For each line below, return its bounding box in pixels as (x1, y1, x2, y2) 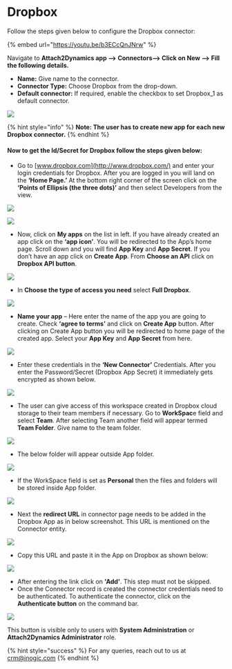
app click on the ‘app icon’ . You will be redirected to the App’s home (17, 238, 212, 246)
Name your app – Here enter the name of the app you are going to (17, 312, 206, 321)
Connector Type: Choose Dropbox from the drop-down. (17, 82, 178, 90)
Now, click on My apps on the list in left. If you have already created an (17, 230, 220, 238)
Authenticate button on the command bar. (17, 599, 139, 608)
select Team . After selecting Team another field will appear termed (17, 416, 208, 425)
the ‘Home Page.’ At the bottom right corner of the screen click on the (17, 176, 217, 185)
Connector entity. (17, 525, 67, 533)
